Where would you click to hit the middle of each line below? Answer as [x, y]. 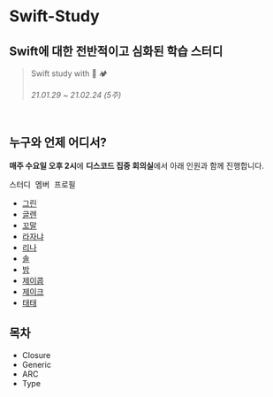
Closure [36, 355]
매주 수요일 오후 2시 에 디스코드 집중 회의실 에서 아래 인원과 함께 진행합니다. [137, 165]
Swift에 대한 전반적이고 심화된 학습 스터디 [116, 51]
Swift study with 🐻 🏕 [69, 73]
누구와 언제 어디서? [58, 143]
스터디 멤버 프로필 [42, 184]
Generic [36, 364]
